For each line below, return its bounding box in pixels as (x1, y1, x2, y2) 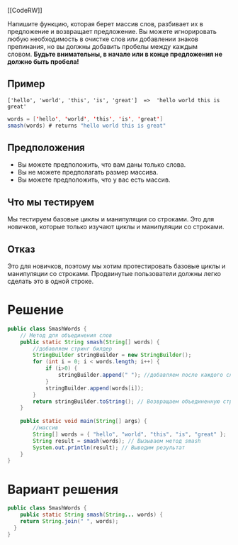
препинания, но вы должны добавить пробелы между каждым (7, 43, 198, 50)
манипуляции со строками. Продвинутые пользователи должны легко (7, 270, 222, 277)
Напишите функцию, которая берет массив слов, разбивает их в (7, 20, 204, 28)
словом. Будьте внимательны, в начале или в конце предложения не (7, 50, 223, 58)
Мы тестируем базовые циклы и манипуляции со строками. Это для (7, 215, 215, 224)
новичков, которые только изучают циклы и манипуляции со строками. (7, 223, 225, 231)
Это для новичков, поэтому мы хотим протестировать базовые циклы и (7, 262, 226, 270)
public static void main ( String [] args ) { (20, 418, 147, 425)
